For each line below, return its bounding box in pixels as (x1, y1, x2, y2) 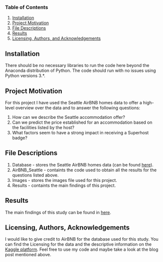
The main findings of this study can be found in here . (5, 209, 111, 215)
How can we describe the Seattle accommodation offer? (12, 114, 126, 120)
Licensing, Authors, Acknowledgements (5, 223, 130, 231)
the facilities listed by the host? (12, 124, 74, 130)
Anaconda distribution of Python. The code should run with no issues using (5, 67, 156, 74)
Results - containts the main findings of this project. (12, 182, 116, 188)
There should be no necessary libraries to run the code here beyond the (5, 63, 149, 68)
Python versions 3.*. (5, 73, 45, 79)
